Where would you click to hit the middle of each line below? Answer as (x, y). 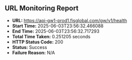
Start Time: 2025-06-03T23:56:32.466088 (58, 26)
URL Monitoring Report (42, 8)
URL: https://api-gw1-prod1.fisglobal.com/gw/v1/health (70, 20)
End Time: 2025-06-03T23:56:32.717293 (56, 31)
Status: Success (29, 47)
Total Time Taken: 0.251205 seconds (51, 36)
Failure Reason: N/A (34, 52)
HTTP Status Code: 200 (38, 42)
